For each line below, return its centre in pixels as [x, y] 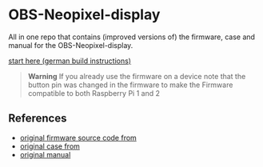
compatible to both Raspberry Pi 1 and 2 [94, 93]
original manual [45, 154]
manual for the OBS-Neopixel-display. [71, 45]
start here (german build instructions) [70, 61]
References [38, 119]
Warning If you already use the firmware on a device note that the [137, 76]
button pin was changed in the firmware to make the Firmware [130, 85]
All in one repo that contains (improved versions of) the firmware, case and [132, 37]
